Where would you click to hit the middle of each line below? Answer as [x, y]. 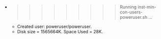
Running [128, 7]
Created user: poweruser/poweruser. [54, 26]
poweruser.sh [134, 17]
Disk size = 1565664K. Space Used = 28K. [60, 32]
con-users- [131, 12]
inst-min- [147, 7]
